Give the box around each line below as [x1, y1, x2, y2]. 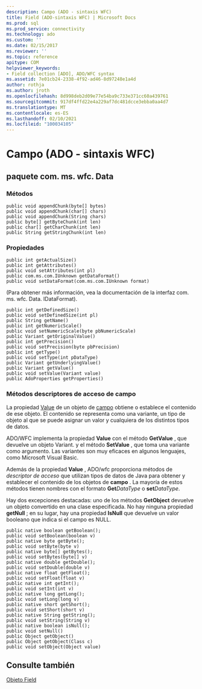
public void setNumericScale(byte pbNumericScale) [6, 328, 136, 334]
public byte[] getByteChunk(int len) [6, 219, 101, 225]
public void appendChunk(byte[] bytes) [6, 203, 107, 209]
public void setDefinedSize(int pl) [6, 312, 98, 319]
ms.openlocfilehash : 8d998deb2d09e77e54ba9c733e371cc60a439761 [6, 93, 169, 99]
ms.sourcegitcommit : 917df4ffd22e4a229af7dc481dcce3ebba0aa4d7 [6, 99, 169, 105]
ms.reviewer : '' [6, 48, 47, 54]
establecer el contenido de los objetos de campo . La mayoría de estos [6, 478, 183, 485]
